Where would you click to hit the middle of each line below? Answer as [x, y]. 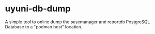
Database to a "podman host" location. [44, 26]
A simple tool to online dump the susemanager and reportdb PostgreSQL [77, 22]
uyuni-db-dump [38, 9]
